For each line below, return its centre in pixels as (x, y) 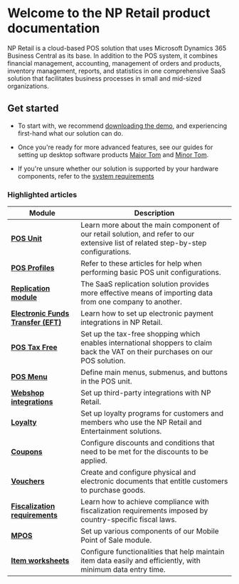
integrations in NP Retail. (122, 323)
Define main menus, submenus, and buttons (154, 373)
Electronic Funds (40, 313)
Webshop (28, 393)
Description (154, 213)
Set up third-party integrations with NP (146, 393)
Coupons (27, 452)
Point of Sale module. (116, 540)
